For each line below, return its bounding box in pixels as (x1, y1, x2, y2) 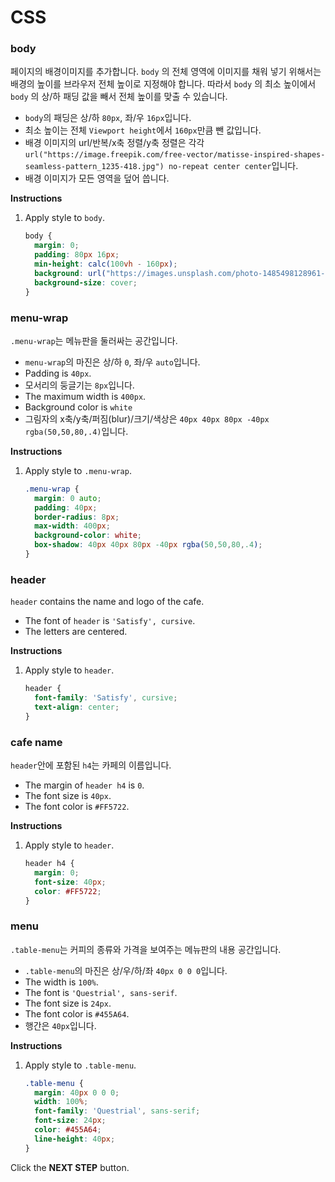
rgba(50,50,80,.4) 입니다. (24, 425, 129, 437)
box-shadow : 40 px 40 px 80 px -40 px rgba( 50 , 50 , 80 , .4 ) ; (34, 540, 263, 550)
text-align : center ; (34, 702, 120, 712)
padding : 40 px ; (34, 502, 98, 513)
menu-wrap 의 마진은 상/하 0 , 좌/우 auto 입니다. (24, 356, 201, 368)
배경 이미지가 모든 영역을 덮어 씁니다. (24, 172, 170, 185)
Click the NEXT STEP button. (10, 1161, 130, 1173)
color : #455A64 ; (34, 1125, 102, 1135)
